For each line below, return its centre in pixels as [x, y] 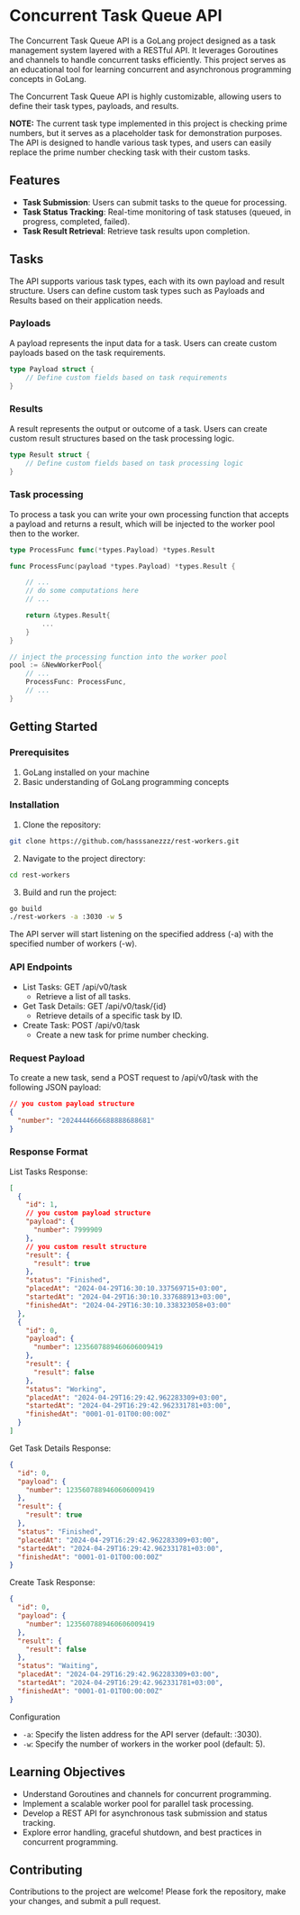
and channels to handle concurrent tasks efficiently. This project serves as [148, 59]
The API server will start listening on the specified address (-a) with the [141, 935]
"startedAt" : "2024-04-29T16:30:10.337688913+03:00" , [128, 1297]
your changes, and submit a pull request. [85, 1901]
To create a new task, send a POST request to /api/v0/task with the [134, 1077]
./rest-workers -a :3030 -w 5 [66, 917]
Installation [35, 805]
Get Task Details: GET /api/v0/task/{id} [94, 1006]
